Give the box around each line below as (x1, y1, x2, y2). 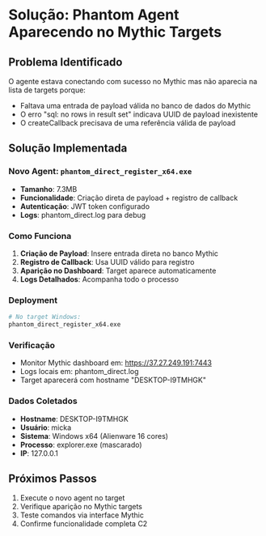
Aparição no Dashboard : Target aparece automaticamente (19, 266, 217, 275)
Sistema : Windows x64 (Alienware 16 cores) (19, 431, 168, 440)
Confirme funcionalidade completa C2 (19, 519, 148, 529)
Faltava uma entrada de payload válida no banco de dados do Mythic (19, 101, 251, 110)
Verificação (8, 339, 55, 351)
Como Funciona (8, 230, 72, 241)
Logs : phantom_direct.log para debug (19, 210, 146, 219)
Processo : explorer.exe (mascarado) (19, 440, 143, 449)
